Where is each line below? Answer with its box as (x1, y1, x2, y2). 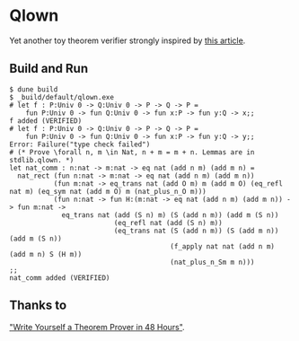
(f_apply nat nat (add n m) (170, 241, 276, 251)
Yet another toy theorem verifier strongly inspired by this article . (9, 35, 246, 46)
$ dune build (9, 84, 58, 94)
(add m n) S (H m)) (9, 249, 83, 258)
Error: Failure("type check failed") (9, 140, 151, 149)
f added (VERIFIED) (9, 116, 83, 126)
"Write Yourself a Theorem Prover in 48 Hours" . (9, 321, 186, 332)
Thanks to (9, 298, 67, 313)
